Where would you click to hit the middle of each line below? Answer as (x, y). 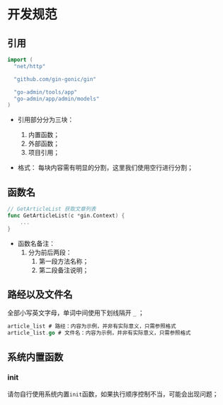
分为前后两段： (50, 252)
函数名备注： (36, 243)
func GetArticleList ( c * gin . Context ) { (66, 215)
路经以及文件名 (40, 295)
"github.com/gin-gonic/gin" (55, 79)
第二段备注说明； (64, 270)
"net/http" (30, 66)
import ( (20, 60)
